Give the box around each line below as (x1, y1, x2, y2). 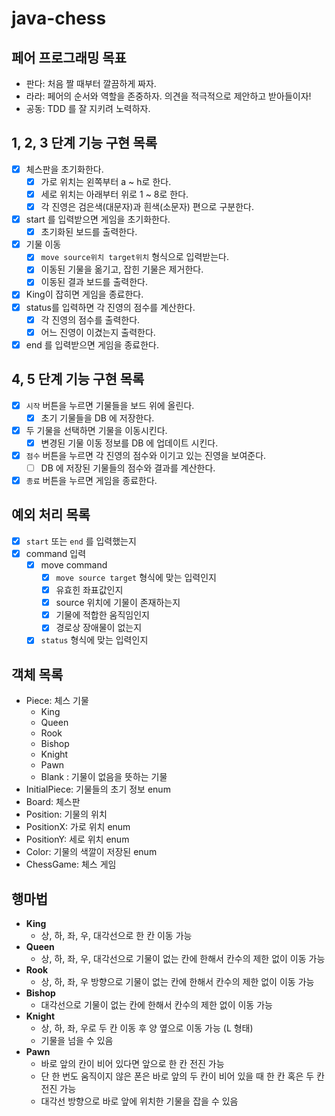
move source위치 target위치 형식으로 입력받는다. (40, 251, 230, 263)
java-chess (11, 7, 107, 30)
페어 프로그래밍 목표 (11, 49, 127, 66)
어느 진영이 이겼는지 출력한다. (40, 326, 156, 338)
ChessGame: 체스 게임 (25, 858, 117, 871)
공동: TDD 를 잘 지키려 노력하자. (25, 103, 151, 114)
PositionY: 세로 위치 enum (25, 833, 130, 846)
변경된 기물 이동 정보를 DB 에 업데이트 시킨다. (40, 437, 219, 449)
